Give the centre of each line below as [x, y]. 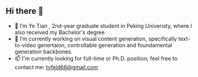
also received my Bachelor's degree [60, 32]
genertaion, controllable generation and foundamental [105, 45]
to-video [25, 45]
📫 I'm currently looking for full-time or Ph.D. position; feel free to [96, 58]
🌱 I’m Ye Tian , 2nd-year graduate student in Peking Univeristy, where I [103, 25]
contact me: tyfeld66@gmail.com [56, 67]
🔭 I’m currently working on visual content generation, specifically [96, 38]
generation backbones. [43, 52]
